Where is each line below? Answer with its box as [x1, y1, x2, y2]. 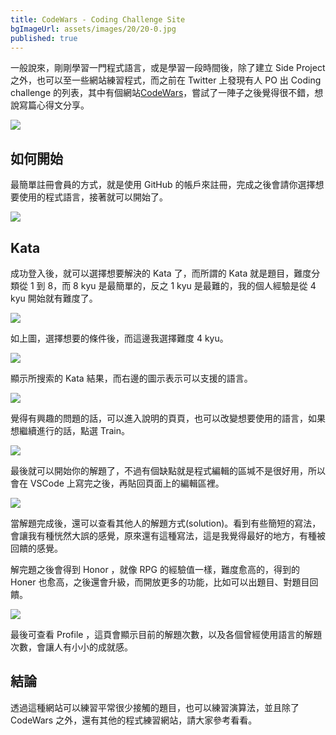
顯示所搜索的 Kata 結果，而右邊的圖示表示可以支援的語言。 [10, 372, 253, 384]
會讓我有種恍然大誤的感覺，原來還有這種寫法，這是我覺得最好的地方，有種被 [10, 530, 326, 541]
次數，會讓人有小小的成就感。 [10, 641, 133, 653]
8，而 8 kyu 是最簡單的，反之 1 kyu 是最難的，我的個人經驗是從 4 [47, 280, 317, 291]
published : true [10, 33, 78, 43]
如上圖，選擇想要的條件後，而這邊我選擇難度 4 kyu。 [10, 332, 229, 344]
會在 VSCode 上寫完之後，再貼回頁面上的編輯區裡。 [10, 477, 225, 489]
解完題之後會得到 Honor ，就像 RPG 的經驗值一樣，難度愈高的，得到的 [10, 564, 300, 575]
